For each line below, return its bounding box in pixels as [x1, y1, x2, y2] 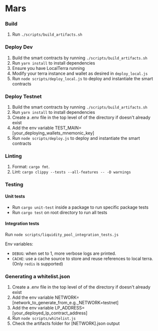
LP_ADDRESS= [54, 305, 85, 310]
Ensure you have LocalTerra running [12, 65, 85, 71]
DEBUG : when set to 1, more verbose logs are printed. [12, 250, 117, 256]
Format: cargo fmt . [12, 164, 50, 170]
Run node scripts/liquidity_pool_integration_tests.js [5, 231, 119, 237]
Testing [5, 181, 23, 188]
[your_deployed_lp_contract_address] [12, 310, 88, 316]
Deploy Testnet [5, 93, 42, 100]
